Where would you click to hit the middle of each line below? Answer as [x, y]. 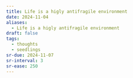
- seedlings [26, 50]
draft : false [22, 33]
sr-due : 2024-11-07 [30, 55]
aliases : [17, 22]
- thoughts [25, 45]
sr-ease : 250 [22, 66]
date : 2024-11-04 [27, 17]
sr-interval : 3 [25, 60]
